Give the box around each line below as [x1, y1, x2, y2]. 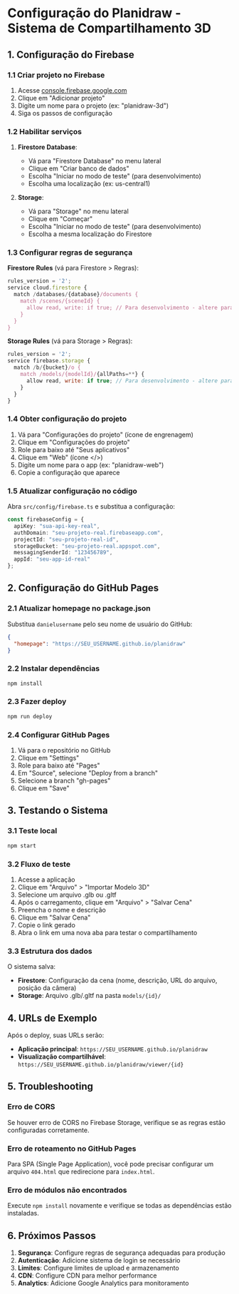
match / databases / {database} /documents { [14, 291, 139, 298]
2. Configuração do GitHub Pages [7, 582, 159, 594]
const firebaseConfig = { [7, 516, 84, 524]
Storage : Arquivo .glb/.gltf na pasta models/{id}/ [17, 992, 161, 1000]
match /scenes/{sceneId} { [20, 297, 100, 305]
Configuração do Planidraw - [7, 5, 181, 21]
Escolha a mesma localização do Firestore [28, 230, 152, 238]
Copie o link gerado [17, 920, 76, 929]
